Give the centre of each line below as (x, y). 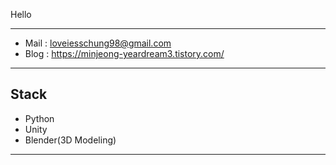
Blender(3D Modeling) (70, 140)
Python (39, 118)
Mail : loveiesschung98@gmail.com (98, 43)
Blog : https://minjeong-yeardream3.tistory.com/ (124, 53)
